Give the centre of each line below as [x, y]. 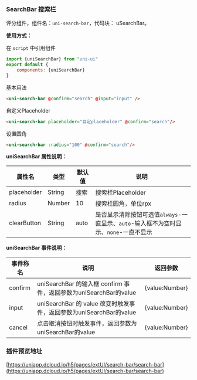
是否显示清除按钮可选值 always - [138, 215]
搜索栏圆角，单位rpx [123, 203]
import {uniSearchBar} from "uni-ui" [52, 59]
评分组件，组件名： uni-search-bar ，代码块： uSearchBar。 [78, 23]
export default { [27, 65]
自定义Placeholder [28, 110]
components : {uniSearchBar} [51, 70]
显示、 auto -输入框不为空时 [138, 223]
